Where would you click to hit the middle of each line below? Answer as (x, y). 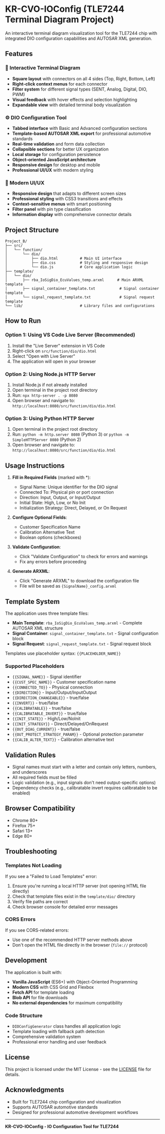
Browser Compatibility (40, 808)
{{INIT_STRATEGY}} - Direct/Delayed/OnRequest (60, 724)
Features (19, 54)
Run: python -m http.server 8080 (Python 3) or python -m (70, 435)
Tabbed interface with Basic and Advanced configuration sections (80, 128)
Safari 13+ (22, 831)
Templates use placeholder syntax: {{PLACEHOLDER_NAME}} (63, 653)
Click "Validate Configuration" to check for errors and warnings (84, 557)
